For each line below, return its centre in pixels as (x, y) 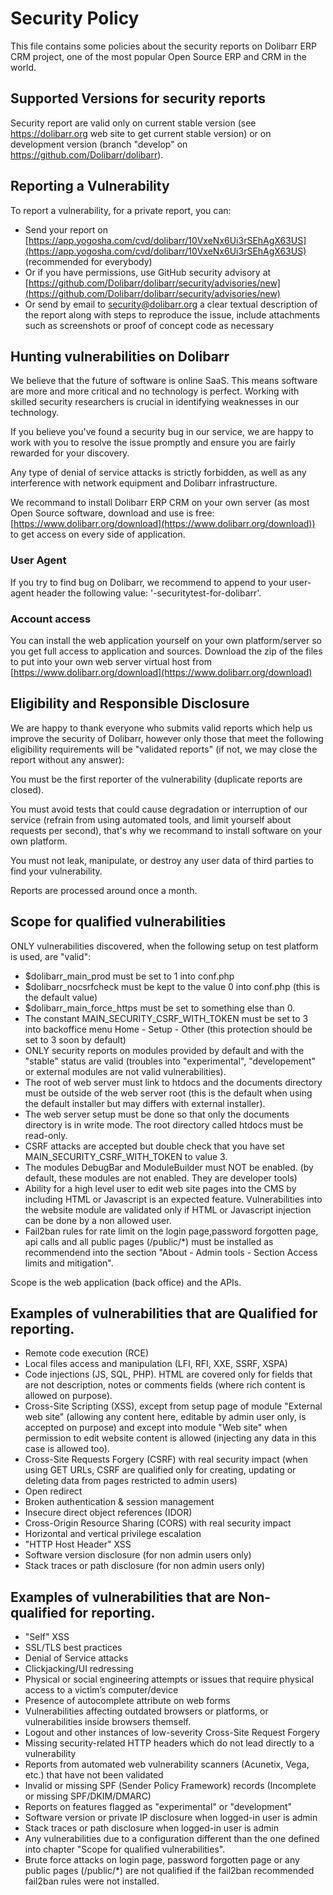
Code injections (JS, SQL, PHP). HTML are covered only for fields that (168, 1374)
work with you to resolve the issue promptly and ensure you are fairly (153, 443)
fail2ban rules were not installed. (92, 1881)
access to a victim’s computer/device (101, 1690)
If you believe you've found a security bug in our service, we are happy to (162, 432)
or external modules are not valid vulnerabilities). (125, 1071)
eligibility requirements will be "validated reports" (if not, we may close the (164, 749)
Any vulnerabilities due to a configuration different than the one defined (172, 1839)
